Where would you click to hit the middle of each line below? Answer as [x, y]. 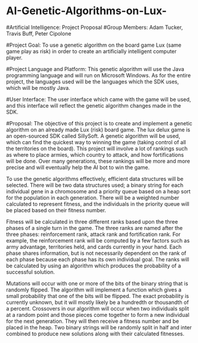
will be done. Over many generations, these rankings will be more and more [98, 161]
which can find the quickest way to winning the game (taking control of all [96, 142]
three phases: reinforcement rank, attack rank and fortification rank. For [93, 234]
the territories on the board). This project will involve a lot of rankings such [97, 148]
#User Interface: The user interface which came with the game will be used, [99, 99]
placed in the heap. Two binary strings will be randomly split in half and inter [99, 327]
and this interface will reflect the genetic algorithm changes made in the [94, 105]
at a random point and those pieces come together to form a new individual [98, 315]
